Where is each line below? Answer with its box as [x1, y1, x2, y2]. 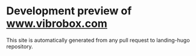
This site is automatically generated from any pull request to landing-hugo [6, 36, 190, 43]
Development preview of [6, 4, 132, 18]
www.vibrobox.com [6, 17, 107, 30]
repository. [6, 43, 33, 50]
